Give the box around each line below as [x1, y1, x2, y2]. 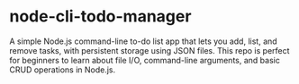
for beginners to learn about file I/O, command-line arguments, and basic [9, 55, 281, 65]
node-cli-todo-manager [9, 6, 192, 27]
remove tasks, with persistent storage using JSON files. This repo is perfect [9, 45, 290, 55]
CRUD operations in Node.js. [9, 64, 116, 75]
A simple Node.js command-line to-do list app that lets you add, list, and [9, 36, 277, 46]
